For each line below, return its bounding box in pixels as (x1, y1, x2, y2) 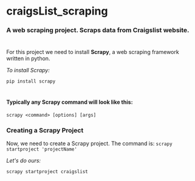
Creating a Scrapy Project (6, 126, 84, 135)
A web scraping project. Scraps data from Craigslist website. (6, 26, 190, 35)
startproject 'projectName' (6, 146, 78, 152)
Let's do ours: (6, 157, 41, 165)
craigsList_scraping (6, 4, 108, 18)
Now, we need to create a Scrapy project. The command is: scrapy (6, 140, 173, 147)
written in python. (6, 55, 50, 62)
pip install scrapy (6, 78, 56, 84)
